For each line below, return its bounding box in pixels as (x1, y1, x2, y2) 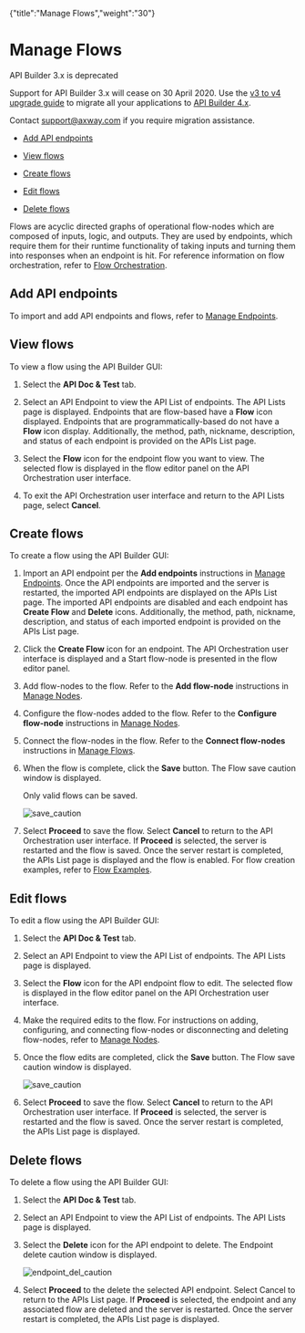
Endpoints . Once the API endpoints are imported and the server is (22, 578, 269, 588)
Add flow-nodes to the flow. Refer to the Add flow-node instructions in (22, 681, 290, 692)
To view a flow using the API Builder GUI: (9, 360, 163, 372)
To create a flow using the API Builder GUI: (9, 550, 169, 561)
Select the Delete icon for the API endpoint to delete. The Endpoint (22, 1240, 274, 1250)
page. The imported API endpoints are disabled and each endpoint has (22, 597, 289, 608)
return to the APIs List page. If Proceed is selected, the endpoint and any (22, 1295, 297, 1305)
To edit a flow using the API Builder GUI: (9, 915, 159, 926)
